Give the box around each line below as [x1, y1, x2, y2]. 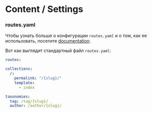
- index [18, 85, 35, 90]
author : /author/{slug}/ [10, 103, 62, 108]
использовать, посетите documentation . [5, 38, 91, 44]
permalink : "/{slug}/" [14, 76, 62, 81]
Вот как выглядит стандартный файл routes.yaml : [5, 47, 112, 53]
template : [14, 80, 35, 85]
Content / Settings [5, 3, 84, 15]
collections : [5, 66, 33, 71]
